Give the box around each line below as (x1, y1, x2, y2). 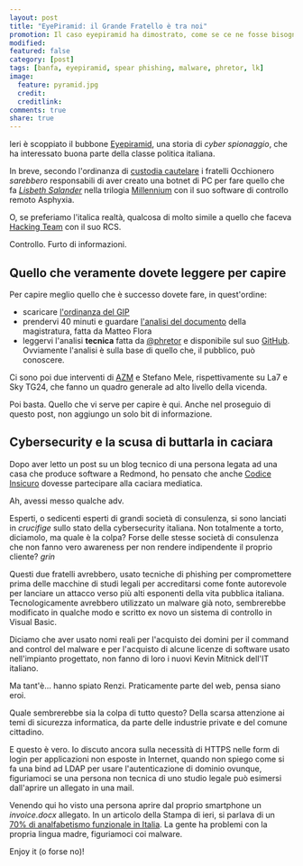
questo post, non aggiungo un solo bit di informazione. (9, 408, 213, 419)
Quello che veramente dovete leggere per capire (9, 265, 287, 281)
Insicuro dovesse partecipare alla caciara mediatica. (9, 477, 203, 488)
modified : (9, 38, 47, 48)
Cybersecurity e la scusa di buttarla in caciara (9, 435, 273, 450)
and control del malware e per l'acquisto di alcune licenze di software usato (9, 643, 290, 654)
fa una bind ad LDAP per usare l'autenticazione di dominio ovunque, (9, 763, 262, 774)
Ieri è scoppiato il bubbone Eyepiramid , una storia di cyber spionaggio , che (9, 139, 289, 150)
